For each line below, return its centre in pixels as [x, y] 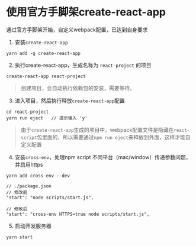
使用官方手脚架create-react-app [86, 12]
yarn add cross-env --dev [38, 176]
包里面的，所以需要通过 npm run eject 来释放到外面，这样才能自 [113, 137]
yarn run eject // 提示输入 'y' [47, 118]
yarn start [20, 237]
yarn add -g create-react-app [44, 53]
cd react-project [28, 112]
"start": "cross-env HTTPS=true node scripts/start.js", [78, 214]
